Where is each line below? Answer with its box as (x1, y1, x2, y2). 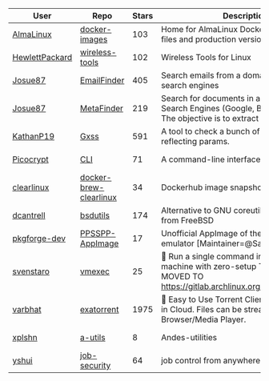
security (79, 360, 111, 371)
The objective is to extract (161, 113, 259, 123)
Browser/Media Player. (161, 314, 247, 325)
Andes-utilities (161, 332, 218, 343)
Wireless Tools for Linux (161, 52, 252, 62)
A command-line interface (161, 154, 261, 165)
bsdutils (79, 210, 110, 221)
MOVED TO (161, 271, 204, 282)
